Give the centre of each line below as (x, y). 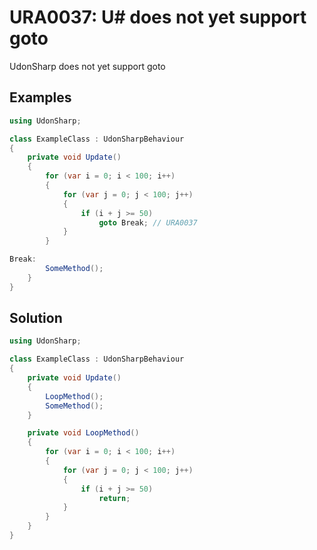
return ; (114, 498)
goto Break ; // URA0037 (148, 222)
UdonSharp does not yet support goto (87, 66)
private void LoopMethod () (83, 433)
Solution (36, 318)
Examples (40, 97)
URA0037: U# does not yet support (158, 17)
